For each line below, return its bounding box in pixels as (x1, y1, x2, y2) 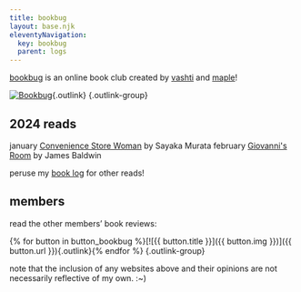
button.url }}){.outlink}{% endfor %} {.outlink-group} (9, 245, 206, 256)
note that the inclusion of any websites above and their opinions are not (9, 263, 277, 274)
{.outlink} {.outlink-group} (52, 90, 148, 101)
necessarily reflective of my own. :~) (9, 272, 147, 283)
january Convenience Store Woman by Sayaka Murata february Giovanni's (9, 140, 288, 151)
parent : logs (17, 47, 67, 56)
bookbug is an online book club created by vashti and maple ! (9, 72, 238, 83)
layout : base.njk (9, 22, 75, 31)
